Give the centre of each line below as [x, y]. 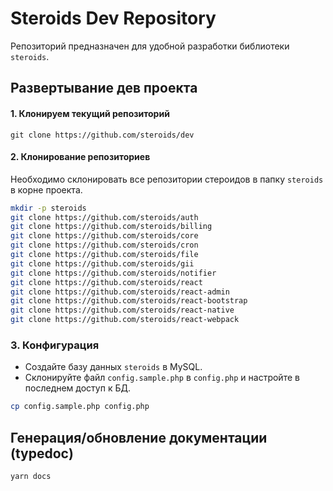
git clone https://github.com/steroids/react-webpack [125, 320]
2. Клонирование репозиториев [80, 157]
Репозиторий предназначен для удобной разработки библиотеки [150, 46]
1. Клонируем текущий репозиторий [90, 113]
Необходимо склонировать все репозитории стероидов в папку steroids [167, 179]
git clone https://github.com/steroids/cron [104, 245]
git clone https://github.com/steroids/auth [104, 217]
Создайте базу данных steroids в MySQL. [113, 367]
